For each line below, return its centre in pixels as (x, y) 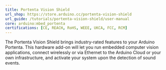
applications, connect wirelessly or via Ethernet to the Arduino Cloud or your (83, 53)
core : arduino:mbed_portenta (35, 23)
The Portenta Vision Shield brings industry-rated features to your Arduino (80, 42)
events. (13, 63)
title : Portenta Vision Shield (37, 10)
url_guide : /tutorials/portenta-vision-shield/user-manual (67, 19)
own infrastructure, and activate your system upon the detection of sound (81, 58)
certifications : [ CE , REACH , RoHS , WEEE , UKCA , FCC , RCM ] (66, 28)
